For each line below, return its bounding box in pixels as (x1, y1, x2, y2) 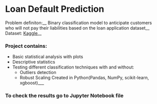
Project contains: (5, 42, 48, 49)
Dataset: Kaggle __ (5, 30, 42, 36)
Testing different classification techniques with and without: (12, 64, 135, 70)
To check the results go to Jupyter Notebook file (5, 92, 124, 99)
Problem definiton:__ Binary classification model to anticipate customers (5, 20, 152, 26)
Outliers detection (19, 69, 56, 75)
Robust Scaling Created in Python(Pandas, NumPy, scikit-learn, (19, 75, 149, 81)
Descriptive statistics (12, 59, 55, 65)
